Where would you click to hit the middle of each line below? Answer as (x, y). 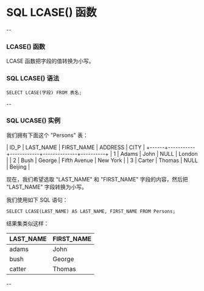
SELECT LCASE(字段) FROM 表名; (44, 93)
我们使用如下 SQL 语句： (37, 200)
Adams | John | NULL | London (159, 153)
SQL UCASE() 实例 (33, 121)
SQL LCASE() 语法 (33, 79)
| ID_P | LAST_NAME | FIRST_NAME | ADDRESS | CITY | (76, 147)
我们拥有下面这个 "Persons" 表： (47, 135)
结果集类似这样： (28, 223)
